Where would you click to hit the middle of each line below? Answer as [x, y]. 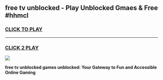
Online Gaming [20, 72]
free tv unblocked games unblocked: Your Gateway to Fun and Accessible [81, 67]
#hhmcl [17, 16]
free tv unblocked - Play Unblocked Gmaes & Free [81, 8]
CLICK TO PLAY [24, 30]
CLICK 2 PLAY [22, 48]
